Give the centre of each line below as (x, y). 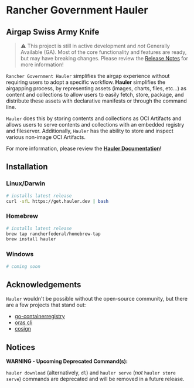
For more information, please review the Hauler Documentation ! (84, 148)
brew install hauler (31, 239)
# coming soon (23, 266)
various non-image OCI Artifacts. (46, 137)
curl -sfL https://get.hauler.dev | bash (57, 201)
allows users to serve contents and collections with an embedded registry (95, 125)
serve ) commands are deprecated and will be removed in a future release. (95, 379)
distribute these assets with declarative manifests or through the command (97, 101)
